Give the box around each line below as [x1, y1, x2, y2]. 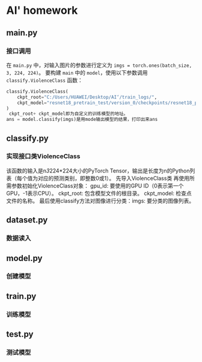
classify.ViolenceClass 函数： [6, 76, 83, 84]
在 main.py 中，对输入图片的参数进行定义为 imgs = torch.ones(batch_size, [6, 61, 192, 69]
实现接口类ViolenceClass [6, 152, 81, 161]
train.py [6, 291, 37, 301]
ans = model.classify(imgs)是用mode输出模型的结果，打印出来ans [6, 117, 158, 123]
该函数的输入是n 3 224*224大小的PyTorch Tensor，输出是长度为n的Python [6, 167, 190, 174]
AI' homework [6, 4, 78, 17]
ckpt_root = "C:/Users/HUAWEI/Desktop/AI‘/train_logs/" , [17, 94, 158, 100]
